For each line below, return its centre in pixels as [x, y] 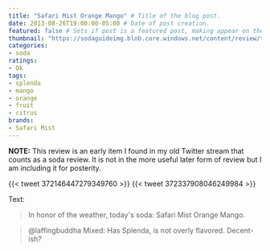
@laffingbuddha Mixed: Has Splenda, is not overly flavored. [126, 230]
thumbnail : [27, 38]
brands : [21, 121]
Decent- [240, 230]
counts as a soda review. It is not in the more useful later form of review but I [135, 159]
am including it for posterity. [55, 168]
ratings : [23, 61]
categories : [28, 46]
